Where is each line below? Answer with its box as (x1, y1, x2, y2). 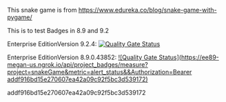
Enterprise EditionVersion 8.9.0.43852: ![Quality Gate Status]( (7, 53, 181, 61)
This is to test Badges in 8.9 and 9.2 (7, 27, 109, 34)
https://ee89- (181, 53, 219, 61)
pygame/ (7, 13, 32, 21)
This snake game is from (7, 6, 77, 14)
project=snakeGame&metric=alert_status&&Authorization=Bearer (7, 68, 192, 76)
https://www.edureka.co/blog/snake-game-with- (78, 6, 217, 14)
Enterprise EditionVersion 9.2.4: (7, 40, 97, 48)
